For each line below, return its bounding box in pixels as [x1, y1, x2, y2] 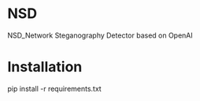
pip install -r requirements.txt [7, 84, 102, 93]
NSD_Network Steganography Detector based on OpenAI [7, 31, 194, 40]
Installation [7, 58, 83, 76]
